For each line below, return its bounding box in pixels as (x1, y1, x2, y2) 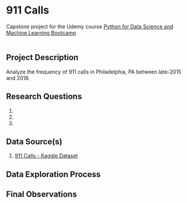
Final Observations (6, 189, 78, 199)
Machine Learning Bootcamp (6, 29, 76, 36)
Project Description (6, 52, 79, 62)
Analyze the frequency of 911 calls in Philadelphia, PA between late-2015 (6, 68, 182, 75)
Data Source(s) (6, 137, 63, 147)
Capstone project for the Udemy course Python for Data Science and (6, 23, 173, 30)
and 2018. (6, 74, 31, 81)
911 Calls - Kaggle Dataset (14, 152, 78, 159)
